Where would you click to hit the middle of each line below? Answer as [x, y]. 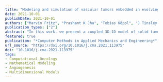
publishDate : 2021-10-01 [30, 18]
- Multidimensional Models [32, 72]
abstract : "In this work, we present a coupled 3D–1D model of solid [77, 32]
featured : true [20, 37]
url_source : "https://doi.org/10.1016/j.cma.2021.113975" [65, 45]
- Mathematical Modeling [30, 63]
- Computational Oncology [31, 59]
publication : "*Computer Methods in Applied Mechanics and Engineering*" [81, 41]
